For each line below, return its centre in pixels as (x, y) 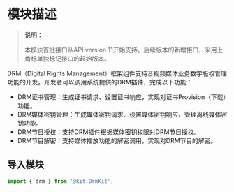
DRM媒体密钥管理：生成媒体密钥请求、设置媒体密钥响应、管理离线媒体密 (122, 114)
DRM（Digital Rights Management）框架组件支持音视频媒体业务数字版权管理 (117, 73)
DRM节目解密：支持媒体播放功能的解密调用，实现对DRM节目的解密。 (117, 140)
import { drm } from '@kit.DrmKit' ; (60, 181)
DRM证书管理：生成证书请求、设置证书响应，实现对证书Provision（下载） (122, 97)
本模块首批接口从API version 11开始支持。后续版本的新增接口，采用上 (124, 50)
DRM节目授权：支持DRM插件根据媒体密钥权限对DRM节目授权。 (109, 132)
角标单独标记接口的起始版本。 (67, 58)
